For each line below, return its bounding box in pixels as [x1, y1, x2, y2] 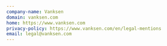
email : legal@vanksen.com [6, 31, 72, 37]
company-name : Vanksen [6, 8, 64, 15]
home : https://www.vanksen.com [6, 20, 86, 26]
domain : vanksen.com [6, 14, 59, 20]
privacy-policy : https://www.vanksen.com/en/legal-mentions [6, 25, 162, 32]
